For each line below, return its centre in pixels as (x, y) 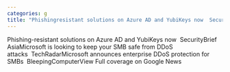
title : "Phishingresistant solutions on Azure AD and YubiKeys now (105, 20)
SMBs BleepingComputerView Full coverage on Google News (94, 61)
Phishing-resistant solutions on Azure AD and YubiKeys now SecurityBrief (112, 39)
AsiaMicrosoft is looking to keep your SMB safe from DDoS (90, 47)
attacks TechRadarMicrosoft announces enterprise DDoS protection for (108, 54)
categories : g (27, 13)
